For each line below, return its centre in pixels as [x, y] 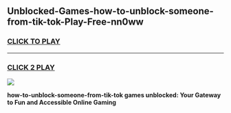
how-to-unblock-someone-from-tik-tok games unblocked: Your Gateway [114, 95]
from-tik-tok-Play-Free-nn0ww [76, 22]
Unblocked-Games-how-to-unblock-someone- [111, 11]
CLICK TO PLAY [34, 42]
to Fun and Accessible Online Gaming [62, 102]
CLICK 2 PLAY [31, 67]
